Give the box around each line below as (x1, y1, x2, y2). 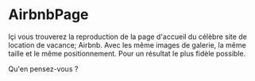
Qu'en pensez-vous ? (8, 64, 79, 73)
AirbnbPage (8, 6, 89, 24)
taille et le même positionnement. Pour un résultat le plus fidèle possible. (8, 48, 246, 58)
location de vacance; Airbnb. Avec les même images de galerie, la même (8, 40, 246, 49)
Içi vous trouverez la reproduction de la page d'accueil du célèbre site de (8, 32, 248, 41)
